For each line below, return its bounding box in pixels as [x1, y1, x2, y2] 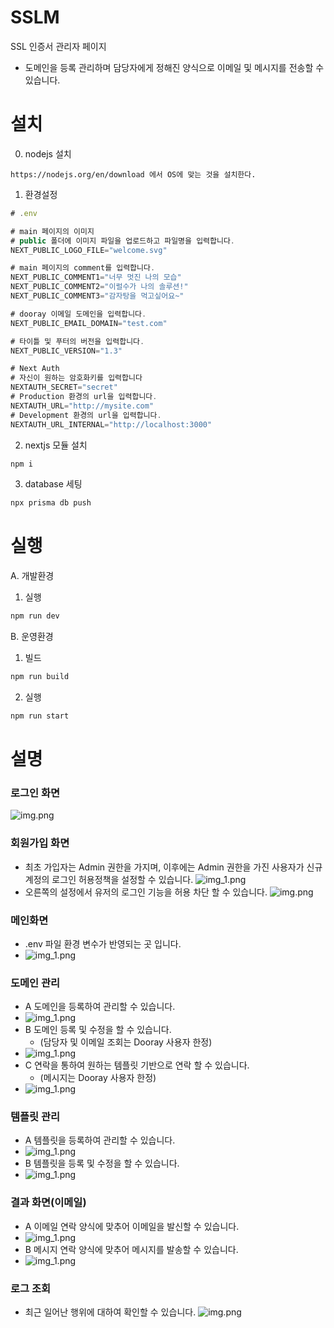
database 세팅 [24, 478, 83, 490]
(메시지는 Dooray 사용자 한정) [39, 1072, 157, 1084]
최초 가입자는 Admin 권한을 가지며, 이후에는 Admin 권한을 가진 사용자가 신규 [24, 861, 323, 873]
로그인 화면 [10, 786, 61, 800]
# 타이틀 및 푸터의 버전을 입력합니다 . [10, 336, 145, 346]
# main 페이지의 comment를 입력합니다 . [10, 263, 156, 273]
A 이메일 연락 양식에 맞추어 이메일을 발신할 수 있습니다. [24, 1220, 240, 1232]
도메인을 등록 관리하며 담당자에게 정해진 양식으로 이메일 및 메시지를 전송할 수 [24, 61, 325, 73]
